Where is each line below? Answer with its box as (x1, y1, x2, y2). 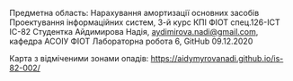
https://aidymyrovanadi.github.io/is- (150, 53, 284, 63)
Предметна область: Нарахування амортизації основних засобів (9, 8, 260, 18)
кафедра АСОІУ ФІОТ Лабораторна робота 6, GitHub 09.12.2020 (9, 36, 253, 46)
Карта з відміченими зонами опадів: (9, 53, 149, 63)
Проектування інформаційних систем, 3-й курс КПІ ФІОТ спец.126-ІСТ (9, 17, 280, 28)
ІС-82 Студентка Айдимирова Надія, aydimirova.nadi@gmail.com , (9, 27, 259, 36)
